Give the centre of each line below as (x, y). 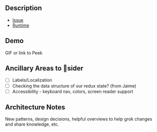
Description (23, 8)
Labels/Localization (32, 80)
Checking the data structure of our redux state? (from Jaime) (74, 86)
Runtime (21, 25)
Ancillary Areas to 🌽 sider (44, 68)
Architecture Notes (35, 108)
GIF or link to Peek (24, 53)
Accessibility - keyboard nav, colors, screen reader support (73, 91)
